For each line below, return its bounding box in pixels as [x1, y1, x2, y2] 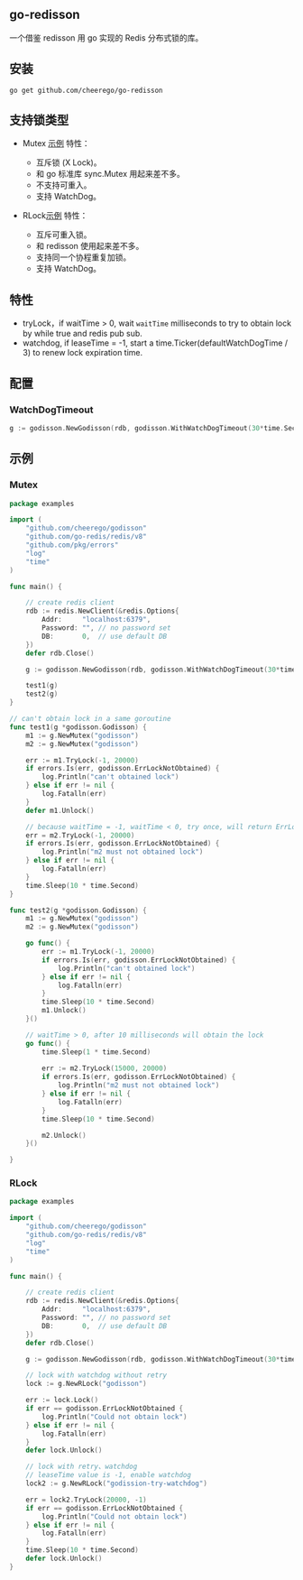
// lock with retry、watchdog [25, 1462, 138, 1472]
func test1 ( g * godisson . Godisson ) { [9, 722, 147, 732]
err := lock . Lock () [25, 1396, 99, 1405]
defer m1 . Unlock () [25, 806, 95, 815]
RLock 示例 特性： [22, 210, 88, 221]
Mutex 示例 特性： [22, 138, 90, 149]
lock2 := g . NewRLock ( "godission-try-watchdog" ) [25, 1479, 207, 1488]
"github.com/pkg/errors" [25, 541, 119, 550]
